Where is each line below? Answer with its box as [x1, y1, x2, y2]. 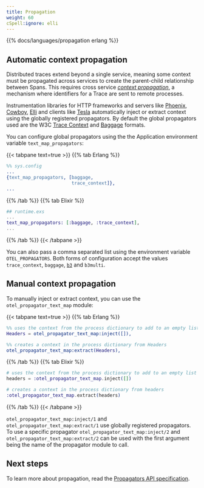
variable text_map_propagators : [6, 139, 84, 147]
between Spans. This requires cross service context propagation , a [6, 83, 175, 91]
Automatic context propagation [6, 54, 127, 64]
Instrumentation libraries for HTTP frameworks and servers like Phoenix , [6, 102, 187, 110]
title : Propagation [6, 9, 56, 15]
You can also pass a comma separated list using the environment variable [6, 248, 191, 256]
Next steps [6, 459, 49, 469]
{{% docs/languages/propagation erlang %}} [6, 37, 119, 44]
